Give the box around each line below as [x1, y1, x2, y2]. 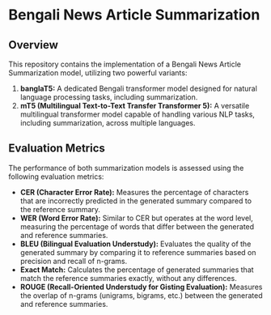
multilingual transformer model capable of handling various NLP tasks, [19, 109, 255, 119]
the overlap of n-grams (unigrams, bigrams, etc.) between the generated [19, 290, 263, 300]
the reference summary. [19, 204, 101, 214]
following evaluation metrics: [8, 172, 104, 181]
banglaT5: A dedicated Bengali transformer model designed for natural [19, 83, 257, 93]
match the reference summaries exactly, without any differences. [19, 273, 237, 283]
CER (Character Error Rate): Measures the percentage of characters [19, 187, 249, 197]
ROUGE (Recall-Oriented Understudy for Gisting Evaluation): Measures [19, 282, 263, 292]
